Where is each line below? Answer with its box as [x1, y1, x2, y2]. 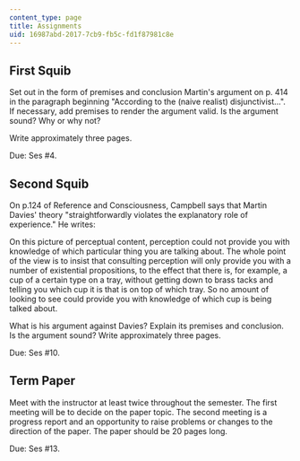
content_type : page [9, 13, 82, 22]
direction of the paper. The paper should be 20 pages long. [9, 425, 228, 436]
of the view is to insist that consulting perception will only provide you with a [9, 256, 291, 265]
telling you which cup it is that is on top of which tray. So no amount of [9, 284, 270, 294]
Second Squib [9, 176, 90, 191]
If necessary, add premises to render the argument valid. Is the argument [9, 106, 279, 117]
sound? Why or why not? [9, 116, 101, 126]
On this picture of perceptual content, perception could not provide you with [9, 237, 291, 247]
